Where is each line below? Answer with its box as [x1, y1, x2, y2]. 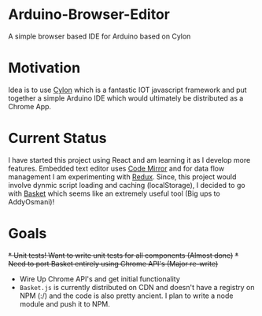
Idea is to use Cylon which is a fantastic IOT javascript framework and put [8, 85, 247, 94]
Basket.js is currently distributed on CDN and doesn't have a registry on [19, 282, 255, 292]
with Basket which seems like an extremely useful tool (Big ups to [8, 189, 220, 198]
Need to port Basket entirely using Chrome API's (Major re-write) [8, 259, 219, 268]
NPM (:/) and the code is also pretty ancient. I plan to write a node [19, 291, 234, 300]
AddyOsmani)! [8, 197, 55, 206]
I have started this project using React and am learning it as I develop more [8, 155, 251, 164]
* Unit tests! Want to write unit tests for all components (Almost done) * [8, 250, 238, 260]
